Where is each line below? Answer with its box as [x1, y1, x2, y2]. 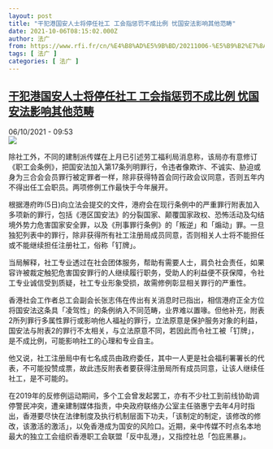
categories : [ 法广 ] [8, 58, 80, 66]
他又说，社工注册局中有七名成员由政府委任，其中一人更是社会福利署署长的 [8, 353, 258, 363]
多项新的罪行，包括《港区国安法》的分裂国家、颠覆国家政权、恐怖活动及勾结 [8, 209, 265, 220]
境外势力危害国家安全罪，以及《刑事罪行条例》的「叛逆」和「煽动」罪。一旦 [8, 220, 265, 229]
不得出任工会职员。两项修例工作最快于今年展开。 [8, 182, 172, 192]
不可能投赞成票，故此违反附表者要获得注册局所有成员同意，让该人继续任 [22, 363, 265, 373]
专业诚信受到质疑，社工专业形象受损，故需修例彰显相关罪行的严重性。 [15, 277, 250, 287]
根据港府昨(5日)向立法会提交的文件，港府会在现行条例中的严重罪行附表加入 [8, 199, 260, 209]
